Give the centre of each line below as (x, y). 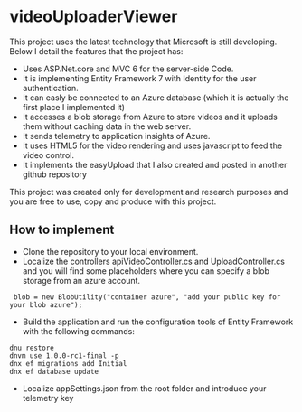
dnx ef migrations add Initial (68, 363)
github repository (55, 174)
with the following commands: (79, 331)
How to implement (62, 230)
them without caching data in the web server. (107, 126)
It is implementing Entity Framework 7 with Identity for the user (139, 78)
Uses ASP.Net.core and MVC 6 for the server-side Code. (128, 69)
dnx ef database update (54, 371)
